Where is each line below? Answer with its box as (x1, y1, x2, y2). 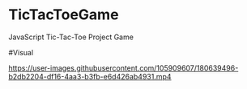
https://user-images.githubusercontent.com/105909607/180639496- (8, 63, 239, 73)
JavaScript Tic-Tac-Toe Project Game (8, 32, 134, 42)
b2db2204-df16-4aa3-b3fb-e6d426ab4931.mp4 (8, 71, 172, 81)
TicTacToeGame (8, 6, 119, 24)
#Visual (8, 47, 34, 57)
